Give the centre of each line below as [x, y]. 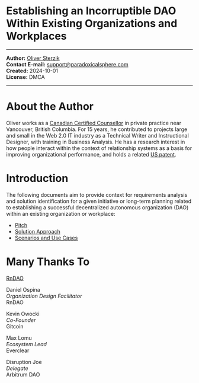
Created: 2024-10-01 [32, 71]
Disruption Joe [24, 362]
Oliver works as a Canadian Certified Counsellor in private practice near [94, 123]
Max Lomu [19, 338]
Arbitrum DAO [23, 374]
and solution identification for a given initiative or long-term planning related [99, 201]
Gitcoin [15, 326]
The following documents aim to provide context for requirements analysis [97, 194]
